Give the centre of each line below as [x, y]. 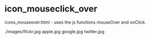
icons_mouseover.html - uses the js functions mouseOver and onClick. [75, 22]
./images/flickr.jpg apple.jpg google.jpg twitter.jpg [55, 31]
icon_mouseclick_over [51, 9]
